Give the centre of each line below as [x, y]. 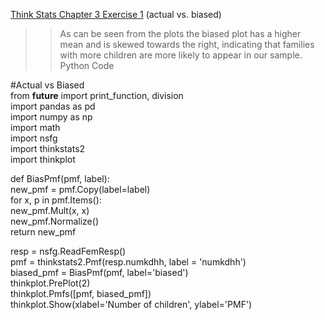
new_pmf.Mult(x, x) [50, 210]
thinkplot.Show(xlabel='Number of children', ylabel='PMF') [131, 304]
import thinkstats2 [48, 148]
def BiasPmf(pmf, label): [60, 178]
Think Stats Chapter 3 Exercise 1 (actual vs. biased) [116, 14]
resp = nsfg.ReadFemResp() [68, 251]
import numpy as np [51, 117]
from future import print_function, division [97, 95]
